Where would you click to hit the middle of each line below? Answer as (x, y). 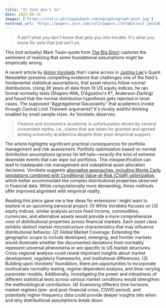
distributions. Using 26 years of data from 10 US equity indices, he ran (77, 88)
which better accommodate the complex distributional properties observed (82, 181)
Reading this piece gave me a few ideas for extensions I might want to (76, 201)
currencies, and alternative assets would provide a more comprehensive (79, 216)
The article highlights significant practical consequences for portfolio (75, 144)
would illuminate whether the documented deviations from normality (75, 243)
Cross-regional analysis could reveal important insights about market (75, 253)
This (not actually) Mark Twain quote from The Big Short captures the (76, 52)
